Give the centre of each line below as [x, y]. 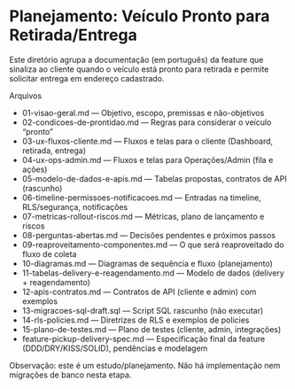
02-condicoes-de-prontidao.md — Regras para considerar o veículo [147, 122]
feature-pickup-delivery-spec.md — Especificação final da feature [144, 338]
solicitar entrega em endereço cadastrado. [87, 78]
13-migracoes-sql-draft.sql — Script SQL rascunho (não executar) [143, 310]
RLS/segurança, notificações [75, 206]
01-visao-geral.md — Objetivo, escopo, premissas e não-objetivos [143, 113]
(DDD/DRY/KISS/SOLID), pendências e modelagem [115, 348]
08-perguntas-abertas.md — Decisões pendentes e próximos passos [149, 235]
